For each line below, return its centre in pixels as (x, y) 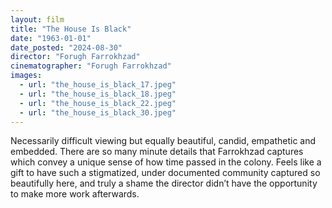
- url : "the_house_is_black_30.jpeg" (98, 112)
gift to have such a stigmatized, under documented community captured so (165, 173)
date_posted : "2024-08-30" (66, 47)
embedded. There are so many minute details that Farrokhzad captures (157, 152)
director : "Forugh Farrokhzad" (75, 57)
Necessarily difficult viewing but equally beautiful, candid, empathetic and (163, 141)
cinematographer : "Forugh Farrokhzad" (91, 66)
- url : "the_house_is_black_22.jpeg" (98, 103)
